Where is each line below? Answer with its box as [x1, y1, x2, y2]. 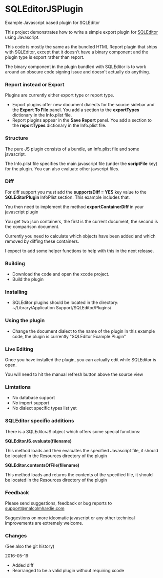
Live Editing [5, 346, 34, 352]
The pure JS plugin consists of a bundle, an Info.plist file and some [5, 146, 140, 152]
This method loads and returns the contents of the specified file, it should [5, 471, 153, 478]
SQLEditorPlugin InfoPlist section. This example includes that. [5, 194, 130, 200]
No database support [12, 395, 55, 401]
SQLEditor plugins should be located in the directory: [12, 300, 119, 305]
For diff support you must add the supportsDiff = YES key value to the [5, 189, 147, 195]
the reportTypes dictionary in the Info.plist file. [12, 122, 106, 128]
